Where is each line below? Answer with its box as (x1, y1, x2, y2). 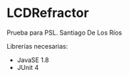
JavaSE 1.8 (16, 55, 49, 64)
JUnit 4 (16, 63, 39, 71)
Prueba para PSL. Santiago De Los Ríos (6, 28, 123, 37)
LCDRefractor (6, 5, 90, 21)
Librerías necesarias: (6, 42, 68, 50)
